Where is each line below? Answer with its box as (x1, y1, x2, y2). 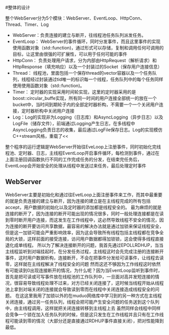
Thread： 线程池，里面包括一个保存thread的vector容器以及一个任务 (12, 70, 152, 76)
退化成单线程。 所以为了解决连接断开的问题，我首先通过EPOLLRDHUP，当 (5, 242, 159, 248)
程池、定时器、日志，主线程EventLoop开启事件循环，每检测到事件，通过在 (5, 150, 160, 156)
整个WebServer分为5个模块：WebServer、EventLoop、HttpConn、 (5, 15, 145, 21)
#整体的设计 (5, 5, 30, 10)
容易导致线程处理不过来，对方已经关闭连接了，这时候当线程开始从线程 (18, 280, 164, 286)
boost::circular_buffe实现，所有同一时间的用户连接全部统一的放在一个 (12, 95, 157, 101)
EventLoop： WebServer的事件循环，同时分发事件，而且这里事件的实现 (12, 38, 161, 44)
